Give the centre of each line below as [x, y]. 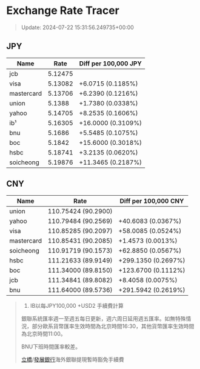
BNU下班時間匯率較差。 [51, 347]
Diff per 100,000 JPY [111, 63]
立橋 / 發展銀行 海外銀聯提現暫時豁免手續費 [72, 359]
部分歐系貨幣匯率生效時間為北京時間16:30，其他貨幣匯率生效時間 [113, 326]
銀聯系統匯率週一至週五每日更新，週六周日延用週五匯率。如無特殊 [103, 318]
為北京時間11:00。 [43, 333]
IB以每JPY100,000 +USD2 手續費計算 [77, 305]
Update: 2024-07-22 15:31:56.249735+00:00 [78, 27]
